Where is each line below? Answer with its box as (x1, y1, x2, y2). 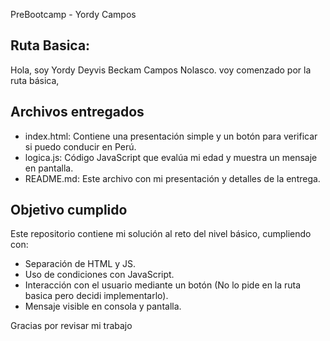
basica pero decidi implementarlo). (24, 290, 169, 302)
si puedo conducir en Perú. (24, 140, 137, 153)
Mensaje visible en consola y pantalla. (24, 300, 182, 313)
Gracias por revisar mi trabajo (10, 320, 133, 332)
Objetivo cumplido (10, 202, 128, 219)
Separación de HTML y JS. (24, 258, 137, 270)
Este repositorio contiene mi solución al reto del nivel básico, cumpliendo (10, 228, 312, 240)
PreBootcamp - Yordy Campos (10, 9, 137, 20)
